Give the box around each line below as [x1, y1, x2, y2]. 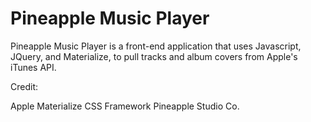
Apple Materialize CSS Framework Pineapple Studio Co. [10, 100, 240, 112]
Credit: [10, 80, 39, 92]
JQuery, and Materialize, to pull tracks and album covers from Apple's [10, 50, 298, 62]
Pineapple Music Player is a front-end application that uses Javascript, [10, 40, 302, 52]
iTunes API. [10, 61, 57, 73]
